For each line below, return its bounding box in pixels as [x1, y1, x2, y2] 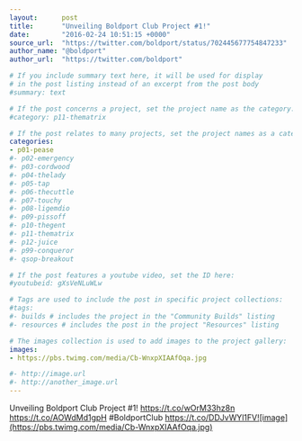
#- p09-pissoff [9, 212, 67, 221]
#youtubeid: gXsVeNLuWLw [9, 279, 102, 288]
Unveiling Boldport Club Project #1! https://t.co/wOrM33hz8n [9, 402, 235, 413]
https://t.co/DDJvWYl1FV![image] [164, 412, 289, 423]
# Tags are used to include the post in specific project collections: [9, 295, 283, 304]
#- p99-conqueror [9, 246, 75, 255]
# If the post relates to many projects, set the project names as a [9, 129, 276, 138]
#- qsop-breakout [9, 254, 75, 264]
